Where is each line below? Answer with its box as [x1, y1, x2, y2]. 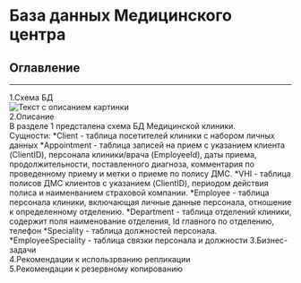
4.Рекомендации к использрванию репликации [9, 254, 191, 264]
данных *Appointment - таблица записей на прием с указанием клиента [9, 140, 285, 150]
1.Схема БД [9, 92, 54, 103]
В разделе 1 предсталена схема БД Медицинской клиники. [9, 121, 236, 131]
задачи [9, 244, 37, 255]
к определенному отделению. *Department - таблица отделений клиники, [9, 207, 292, 217]
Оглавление [9, 60, 81, 75]
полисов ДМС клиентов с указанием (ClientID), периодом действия [9, 178, 269, 188]
